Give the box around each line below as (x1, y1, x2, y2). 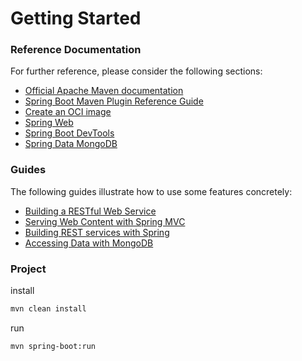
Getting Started (10, 7, 142, 30)
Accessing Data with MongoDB (24, 237, 154, 249)
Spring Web (24, 117, 74, 129)
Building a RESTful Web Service (24, 205, 157, 217)
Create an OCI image (24, 106, 112, 118)
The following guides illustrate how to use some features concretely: (10, 185, 293, 197)
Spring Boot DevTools (24, 127, 115, 139)
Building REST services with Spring (24, 226, 170, 238)
